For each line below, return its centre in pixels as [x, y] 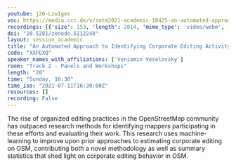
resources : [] [28, 92]
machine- [193, 133]
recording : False [33, 99]
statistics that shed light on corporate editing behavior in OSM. [98, 156]
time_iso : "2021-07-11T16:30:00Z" [58, 86]
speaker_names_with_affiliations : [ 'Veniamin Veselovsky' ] [96, 60]
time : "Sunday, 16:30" [40, 79]
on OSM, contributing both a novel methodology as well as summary [106, 148]
